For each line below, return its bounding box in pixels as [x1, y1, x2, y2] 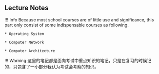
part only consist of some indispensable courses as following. [4, 22, 129, 28]
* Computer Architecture [4, 48, 55, 53]
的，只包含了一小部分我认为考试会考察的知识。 [4, 63, 99, 70]
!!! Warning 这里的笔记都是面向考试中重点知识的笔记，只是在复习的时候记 [4, 57, 152, 63]
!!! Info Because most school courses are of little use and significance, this [4, 17, 154, 22]
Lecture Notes [4, 4, 49, 12]
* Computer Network [4, 40, 44, 45]
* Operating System [4, 31, 44, 36]
